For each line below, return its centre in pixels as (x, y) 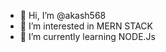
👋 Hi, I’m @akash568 (63, 15)
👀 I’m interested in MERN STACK (86, 26)
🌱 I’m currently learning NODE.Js (88, 36)
